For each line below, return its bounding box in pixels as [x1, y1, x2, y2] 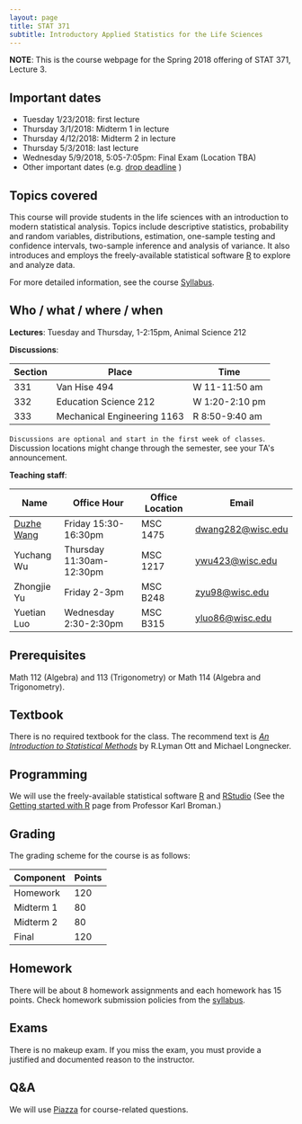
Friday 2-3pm [64, 585, 124, 598]
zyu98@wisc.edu [194, 585, 270, 598]
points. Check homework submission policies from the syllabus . [9, 995, 245, 1005]
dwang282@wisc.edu [194, 522, 289, 535]
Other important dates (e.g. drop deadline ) [22, 162, 182, 173]
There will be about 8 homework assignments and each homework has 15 [9, 985, 282, 995]
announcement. [9, 451, 67, 463]
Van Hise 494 [56, 380, 114, 393]
